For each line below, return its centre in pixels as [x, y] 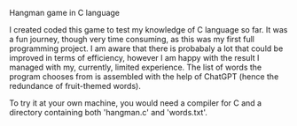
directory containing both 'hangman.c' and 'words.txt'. [109, 112]
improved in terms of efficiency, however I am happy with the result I [134, 58]
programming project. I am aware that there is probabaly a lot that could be [146, 48]
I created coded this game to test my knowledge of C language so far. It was [148, 30]
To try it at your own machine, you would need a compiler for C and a [136, 103]
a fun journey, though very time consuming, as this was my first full [132, 39]
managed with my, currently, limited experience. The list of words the [136, 67]
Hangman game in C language [65, 13]
